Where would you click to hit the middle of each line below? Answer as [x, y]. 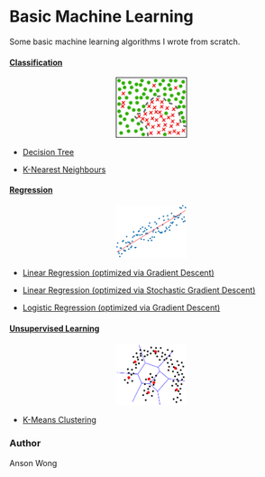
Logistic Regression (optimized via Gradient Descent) [121, 307]
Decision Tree [48, 151]
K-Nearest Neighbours [64, 170]
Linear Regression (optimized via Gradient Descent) [118, 273]
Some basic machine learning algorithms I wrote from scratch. [125, 41]
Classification [36, 62]
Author [25, 444]
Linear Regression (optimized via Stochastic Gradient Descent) [139, 290]
